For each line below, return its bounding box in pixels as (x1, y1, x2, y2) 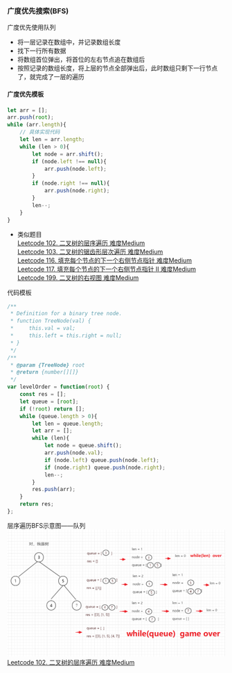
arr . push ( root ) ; (7, 114, 54, 121)
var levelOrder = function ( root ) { (7, 383, 110, 390)
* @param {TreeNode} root (10, 361, 85, 369)
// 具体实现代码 (19, 128, 60, 136)
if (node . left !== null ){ (32, 158, 107, 165)
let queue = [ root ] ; (19, 398, 79, 405)
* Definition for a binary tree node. (10, 310, 123, 317)
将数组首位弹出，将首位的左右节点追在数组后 (17, 56, 145, 64)
